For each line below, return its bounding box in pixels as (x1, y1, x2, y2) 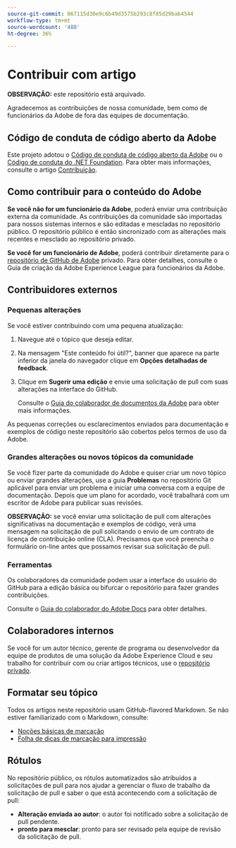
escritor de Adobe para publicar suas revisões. (7, 498, 143, 507)
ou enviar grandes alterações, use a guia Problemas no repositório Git (7, 476, 211, 484)
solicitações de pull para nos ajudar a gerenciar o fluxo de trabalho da (7, 781, 211, 789)
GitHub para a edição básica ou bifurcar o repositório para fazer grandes (7, 584, 219, 592)
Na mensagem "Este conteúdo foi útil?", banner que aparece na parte (17, 348, 220, 357)
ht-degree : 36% (7, 30, 52, 37)
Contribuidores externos (7, 284, 118, 296)
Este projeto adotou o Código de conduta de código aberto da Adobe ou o (7, 151, 223, 159)
